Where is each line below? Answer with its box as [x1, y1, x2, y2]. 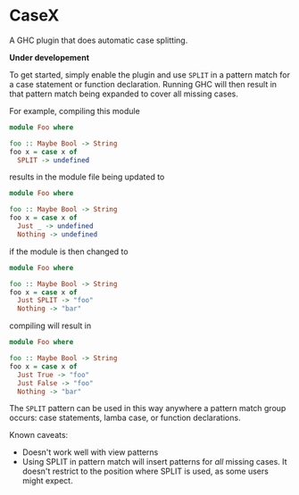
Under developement [9, 52, 90, 62]
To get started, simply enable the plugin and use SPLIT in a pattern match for [9, 69, 290, 80]
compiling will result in [9, 320, 92, 331]
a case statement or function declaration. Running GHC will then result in [9, 78, 278, 89]
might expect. [21, 475, 73, 486]
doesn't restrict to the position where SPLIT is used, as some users [21, 466, 270, 477]
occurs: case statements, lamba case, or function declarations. [9, 412, 241, 424]
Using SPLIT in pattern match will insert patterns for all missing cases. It [21, 457, 287, 467]
